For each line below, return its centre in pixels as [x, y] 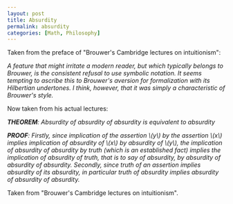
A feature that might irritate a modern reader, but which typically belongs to [115, 66]
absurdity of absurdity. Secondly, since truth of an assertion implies [104, 165]
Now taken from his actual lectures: [58, 109]
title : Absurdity [32, 20]
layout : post [26, 13]
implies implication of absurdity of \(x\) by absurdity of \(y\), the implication [115, 143]
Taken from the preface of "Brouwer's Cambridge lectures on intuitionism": [114, 53]
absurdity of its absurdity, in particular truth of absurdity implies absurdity [113, 172]
